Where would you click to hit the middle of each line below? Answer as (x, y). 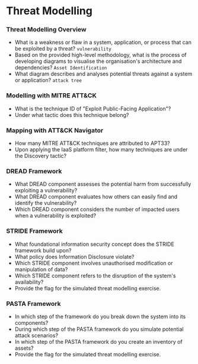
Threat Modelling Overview (47, 30)
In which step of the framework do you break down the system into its (100, 316)
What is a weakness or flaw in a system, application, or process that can (103, 42)
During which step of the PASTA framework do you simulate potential (99, 329)
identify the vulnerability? (46, 203)
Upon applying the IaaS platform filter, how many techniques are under (101, 150)
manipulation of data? (41, 269)
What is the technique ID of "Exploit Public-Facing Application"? (93, 109)
